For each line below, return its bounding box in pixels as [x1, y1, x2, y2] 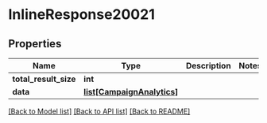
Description [185, 61, 232, 71]
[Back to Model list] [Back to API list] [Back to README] [8, 106, 191, 116]
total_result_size [12, 73, 76, 84]
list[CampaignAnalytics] [83, 87, 179, 97]
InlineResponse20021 [8, 6, 155, 24]
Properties [8, 37, 62, 50]
